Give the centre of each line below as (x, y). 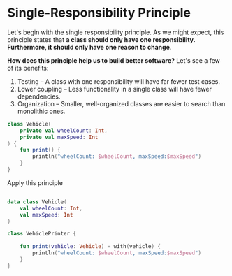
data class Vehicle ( (37, 202)
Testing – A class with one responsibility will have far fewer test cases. (118, 81)
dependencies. (39, 96)
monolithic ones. (41, 111)
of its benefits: (28, 68)
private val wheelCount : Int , (64, 131)
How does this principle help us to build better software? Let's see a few (114, 60)
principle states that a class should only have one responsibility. (101, 39)
